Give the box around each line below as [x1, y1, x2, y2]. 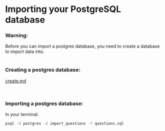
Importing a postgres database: [5, 100, 83, 107]
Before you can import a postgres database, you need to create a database [5, 43, 160, 49]
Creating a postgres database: [5, 66, 81, 73]
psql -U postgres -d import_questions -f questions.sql [5, 121, 124, 126]
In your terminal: [5, 111, 39, 117]
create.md [5, 77, 26, 83]
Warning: [5, 32, 28, 39]
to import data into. [5, 48, 44, 54]
